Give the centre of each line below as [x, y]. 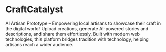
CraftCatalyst [34, 9]
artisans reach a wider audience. [39, 44]
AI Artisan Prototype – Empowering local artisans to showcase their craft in [83, 23]
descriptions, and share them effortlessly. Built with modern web [73, 34]
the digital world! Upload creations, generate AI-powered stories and [77, 28]
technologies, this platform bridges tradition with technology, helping [77, 39]
